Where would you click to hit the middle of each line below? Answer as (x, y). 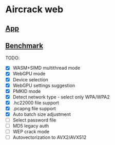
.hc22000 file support (36, 102)
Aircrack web (34, 9)
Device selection (30, 79)
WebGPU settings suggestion (44, 85)
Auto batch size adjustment (42, 114)
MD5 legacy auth (31, 126)
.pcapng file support (34, 108)
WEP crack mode (31, 132)
